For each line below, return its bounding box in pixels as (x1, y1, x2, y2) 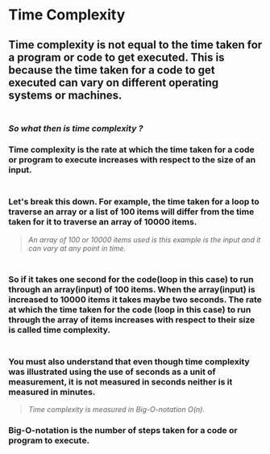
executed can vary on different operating (8, 75, 219, 90)
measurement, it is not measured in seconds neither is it (8, 376, 233, 387)
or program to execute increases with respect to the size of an (8, 154, 256, 166)
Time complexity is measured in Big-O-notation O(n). (27, 404, 206, 414)
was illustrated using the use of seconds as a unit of (8, 366, 216, 377)
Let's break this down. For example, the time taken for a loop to (8, 196, 260, 208)
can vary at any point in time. (27, 243, 127, 253)
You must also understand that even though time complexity (8, 355, 250, 367)
